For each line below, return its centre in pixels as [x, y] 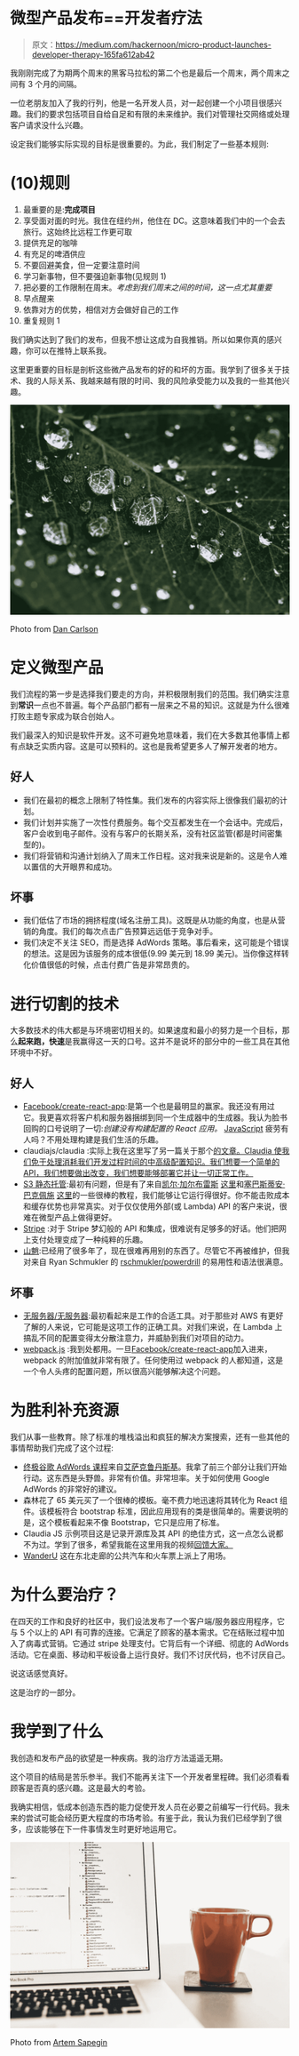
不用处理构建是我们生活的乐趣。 [105, 1140]
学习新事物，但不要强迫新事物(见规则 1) [94, 276]
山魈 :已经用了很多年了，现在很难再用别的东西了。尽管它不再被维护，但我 [156, 1251]
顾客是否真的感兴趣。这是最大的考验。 [80, 1788]
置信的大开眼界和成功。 [74, 867]
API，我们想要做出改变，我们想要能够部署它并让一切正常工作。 [138, 1173]
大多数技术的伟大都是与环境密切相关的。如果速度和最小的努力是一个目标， [146, 1030]
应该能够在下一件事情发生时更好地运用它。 [103, 1828]
